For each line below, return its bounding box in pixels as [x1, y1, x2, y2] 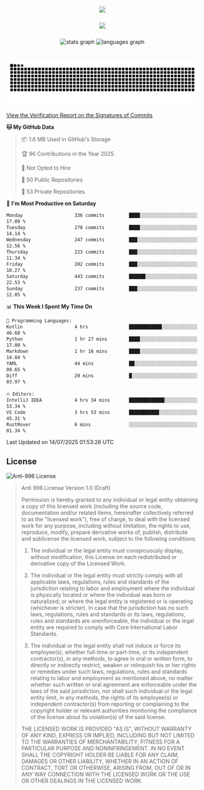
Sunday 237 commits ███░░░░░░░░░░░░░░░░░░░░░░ [6, 286, 198, 292]
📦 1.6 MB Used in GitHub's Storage [21, 136, 111, 143]
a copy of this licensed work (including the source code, [21, 503, 163, 510]
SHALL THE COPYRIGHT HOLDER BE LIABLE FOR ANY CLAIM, [21, 752, 179, 759]
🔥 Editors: [6, 391, 35, 397]
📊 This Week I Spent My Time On [6, 303, 93, 310]
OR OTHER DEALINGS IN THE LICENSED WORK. [21, 777, 143, 785]
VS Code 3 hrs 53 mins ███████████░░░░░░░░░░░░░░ [6, 409, 198, 415]
